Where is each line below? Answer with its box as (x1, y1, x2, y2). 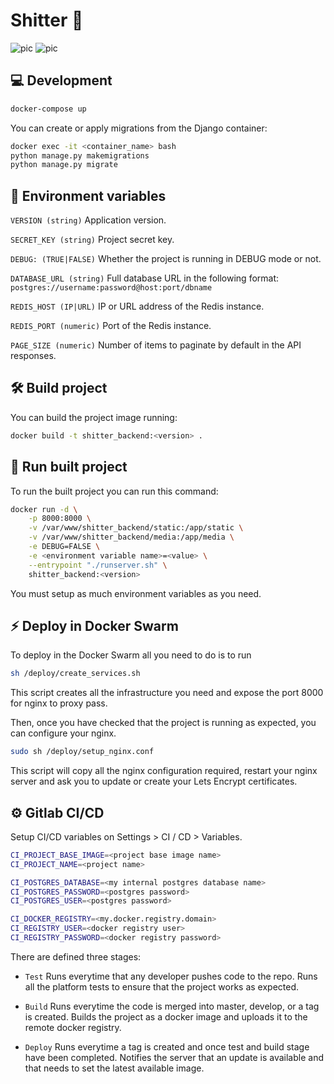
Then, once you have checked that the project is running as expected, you (10, 717, 317, 729)
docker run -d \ (10, 504, 78, 514)
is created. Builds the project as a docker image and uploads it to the (24, 1010, 308, 1023)
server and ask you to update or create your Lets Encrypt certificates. (10, 775, 298, 788)
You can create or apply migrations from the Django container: (10, 122, 268, 134)
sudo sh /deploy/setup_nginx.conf (10, 747, 155, 757)
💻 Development (10, 72, 113, 89)
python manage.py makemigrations (10, 150, 150, 161)
